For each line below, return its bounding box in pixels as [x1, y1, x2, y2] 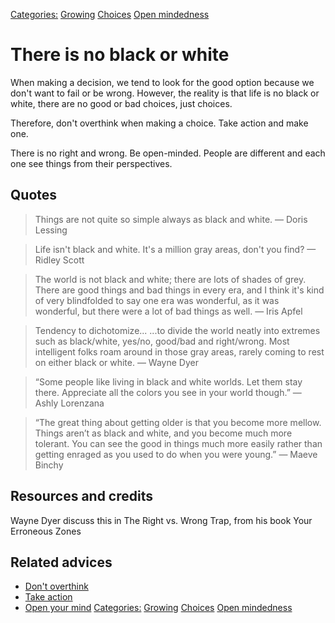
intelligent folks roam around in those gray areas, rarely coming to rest [34, 345, 325, 358]
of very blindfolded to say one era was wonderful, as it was [34, 294, 280, 306]
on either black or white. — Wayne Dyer [34, 356, 199, 368]
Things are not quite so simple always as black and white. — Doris [34, 213, 308, 225]
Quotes [10, 187, 58, 204]
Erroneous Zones [10, 525, 82, 537]
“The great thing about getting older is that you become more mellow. [34, 416, 322, 428]
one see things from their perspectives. [10, 157, 173, 169]
